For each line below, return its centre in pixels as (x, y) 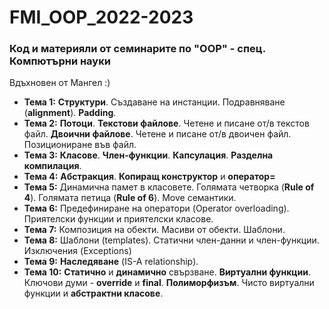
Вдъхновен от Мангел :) (60, 83)
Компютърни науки (60, 61)
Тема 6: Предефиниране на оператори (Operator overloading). (156, 208)
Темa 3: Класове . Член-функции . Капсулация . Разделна (148, 155)
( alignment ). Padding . (70, 113)
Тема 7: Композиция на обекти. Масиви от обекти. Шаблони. (154, 230)
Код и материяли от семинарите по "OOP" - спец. (137, 49)
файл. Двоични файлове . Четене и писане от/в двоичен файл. (157, 134)
